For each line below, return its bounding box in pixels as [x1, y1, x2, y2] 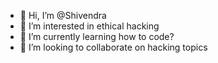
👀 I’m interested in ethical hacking [19, 20, 160, 32]
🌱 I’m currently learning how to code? [19, 31, 175, 42]
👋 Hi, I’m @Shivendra [19, 10, 107, 21]
